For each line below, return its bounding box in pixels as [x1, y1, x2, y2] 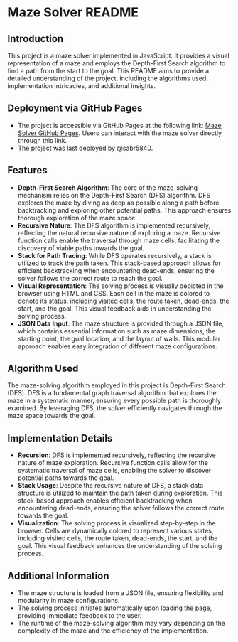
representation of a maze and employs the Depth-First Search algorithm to [7, 59, 226, 68]
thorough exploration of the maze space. [17, 213, 137, 222]
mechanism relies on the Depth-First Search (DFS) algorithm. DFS [17, 191, 211, 199]
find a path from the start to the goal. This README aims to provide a [7, 67, 210, 75]
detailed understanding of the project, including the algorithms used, [7, 74, 208, 82]
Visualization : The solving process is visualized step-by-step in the [17, 519, 216, 528]
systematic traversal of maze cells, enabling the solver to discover [17, 466, 212, 475]
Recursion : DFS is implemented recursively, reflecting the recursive [17, 451, 217, 459]
